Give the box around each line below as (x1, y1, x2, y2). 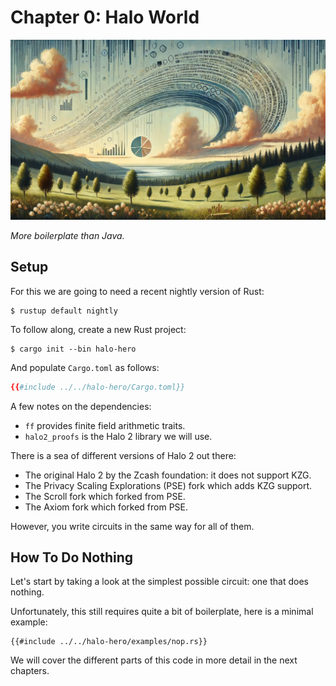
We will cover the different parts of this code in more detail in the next (10, 654, 298, 666)
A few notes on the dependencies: (10, 400, 152, 412)
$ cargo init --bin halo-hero (10, 344, 137, 354)
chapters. (10, 665, 50, 677)
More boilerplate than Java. (10, 229, 125, 241)
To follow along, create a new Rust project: (10, 323, 187, 335)
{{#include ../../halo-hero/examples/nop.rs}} (10, 637, 208, 647)
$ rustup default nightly (10, 306, 118, 316)
